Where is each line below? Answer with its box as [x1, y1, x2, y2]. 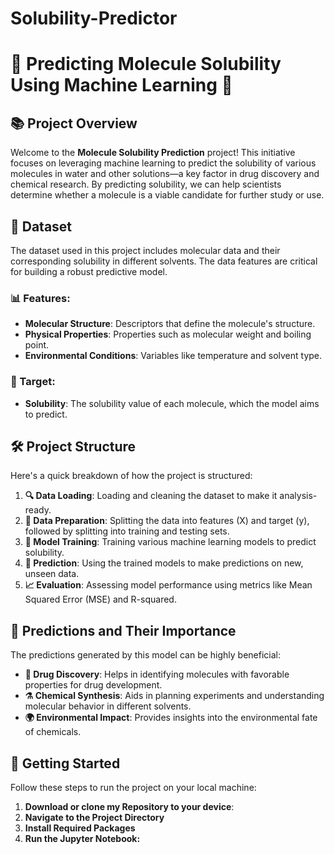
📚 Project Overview [10, 115, 138, 132]
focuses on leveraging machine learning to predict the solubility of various [10, 157, 317, 169]
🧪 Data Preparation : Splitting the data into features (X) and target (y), [24, 515, 310, 527]
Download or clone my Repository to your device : [24, 801, 235, 813]
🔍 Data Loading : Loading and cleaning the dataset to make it [24, 490, 278, 502]
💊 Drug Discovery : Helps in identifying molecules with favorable [24, 668, 290, 681]
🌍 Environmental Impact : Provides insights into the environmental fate [24, 712, 318, 724]
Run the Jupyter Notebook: [24, 833, 141, 845]
